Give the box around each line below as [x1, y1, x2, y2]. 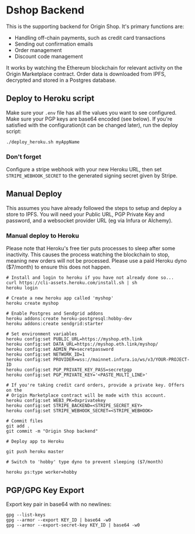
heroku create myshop [6, 301, 59, 306]
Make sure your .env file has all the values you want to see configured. [6, 109, 177, 116]
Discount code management [14, 53, 83, 60]
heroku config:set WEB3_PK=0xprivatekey [6, 398, 107, 404]
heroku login [6, 285, 38, 291]
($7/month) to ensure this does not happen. [6, 264, 111, 271]
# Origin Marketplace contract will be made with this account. [6, 392, 166, 398]
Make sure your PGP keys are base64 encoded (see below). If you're [6, 115, 173, 122]
